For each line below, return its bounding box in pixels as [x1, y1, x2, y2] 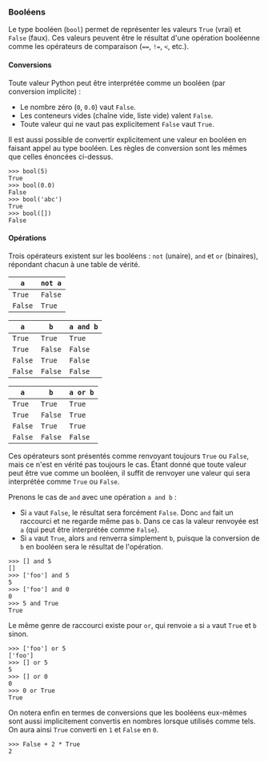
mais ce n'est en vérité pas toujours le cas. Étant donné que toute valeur [8, 460, 246, 469]
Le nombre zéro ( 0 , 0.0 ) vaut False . [19, 102, 136, 111]
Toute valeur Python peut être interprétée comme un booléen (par [8, 78, 226, 87]
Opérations [8, 233, 46, 243]
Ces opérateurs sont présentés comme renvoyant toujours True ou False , [8, 451, 250, 460]
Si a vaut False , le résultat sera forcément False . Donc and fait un [19, 508, 234, 517]
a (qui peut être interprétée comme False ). [19, 525, 160, 534]
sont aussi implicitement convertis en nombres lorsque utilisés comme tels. [8, 716, 256, 726]
